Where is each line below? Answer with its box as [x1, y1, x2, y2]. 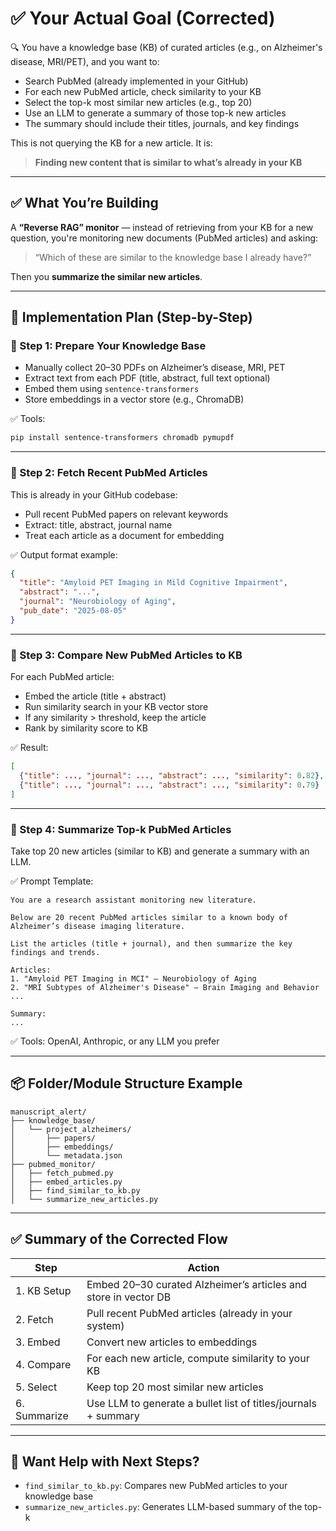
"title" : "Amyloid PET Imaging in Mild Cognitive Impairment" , [19, 578, 288, 588]
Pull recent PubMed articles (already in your [86, 1306, 293, 1320]
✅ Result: [10, 742, 49, 754]
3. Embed [15, 1335, 61, 1349]
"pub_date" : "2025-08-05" [19, 606, 128, 616]
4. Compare [15, 1357, 72, 1371]
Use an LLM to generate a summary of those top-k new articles [24, 107, 287, 119]
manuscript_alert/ [10, 1107, 87, 1117]
